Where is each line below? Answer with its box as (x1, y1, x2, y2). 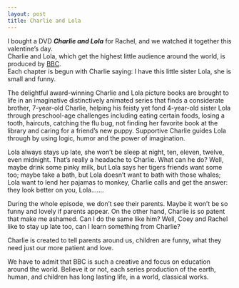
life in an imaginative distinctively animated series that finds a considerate (7, 96, 225, 104)
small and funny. (7, 74, 56, 83)
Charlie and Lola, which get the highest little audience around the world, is (7, 51, 226, 61)
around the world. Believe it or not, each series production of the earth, (7, 264, 216, 273)
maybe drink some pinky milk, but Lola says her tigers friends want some (7, 163, 223, 171)
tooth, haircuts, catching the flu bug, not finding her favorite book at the (7, 118, 218, 127)
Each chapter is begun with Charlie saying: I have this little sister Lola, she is (7, 67, 232, 76)
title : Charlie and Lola (7, 17, 81, 24)
